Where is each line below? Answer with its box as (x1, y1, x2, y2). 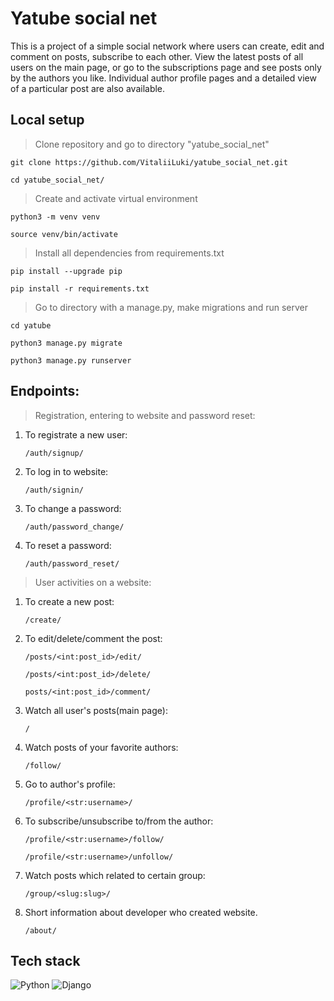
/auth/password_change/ (24, 522, 125, 532)
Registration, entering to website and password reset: (34, 409, 256, 421)
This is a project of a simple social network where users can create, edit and (10, 40, 325, 52)
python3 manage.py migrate (10, 338, 123, 348)
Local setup (10, 112, 85, 129)
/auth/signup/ (24, 448, 84, 458)
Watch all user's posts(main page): (24, 704, 168, 716)
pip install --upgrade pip (10, 266, 123, 276)
